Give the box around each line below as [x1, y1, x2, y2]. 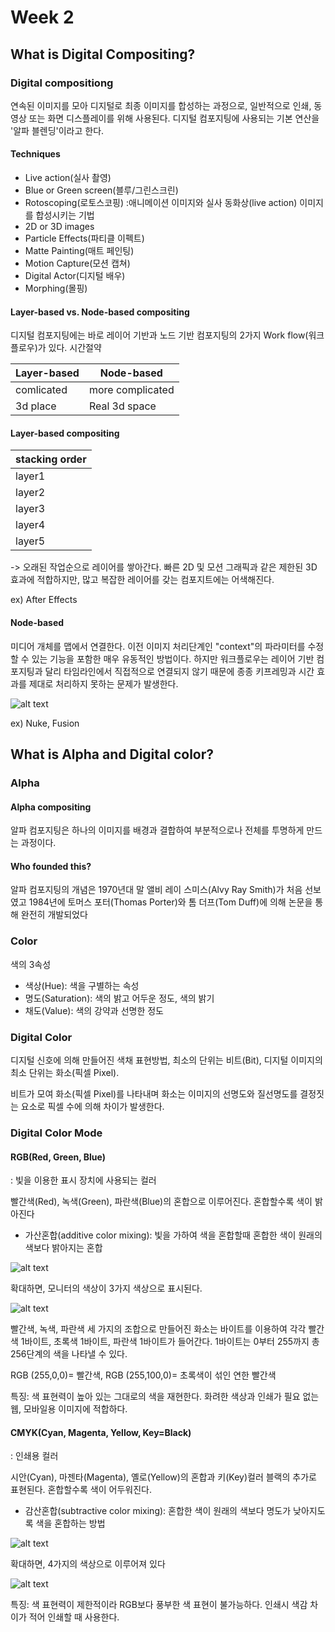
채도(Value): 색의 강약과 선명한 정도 [24, 1004, 164, 1016]
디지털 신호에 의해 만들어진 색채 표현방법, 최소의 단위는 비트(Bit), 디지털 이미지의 [10, 1054, 323, 1066]
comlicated [15, 383, 68, 397]
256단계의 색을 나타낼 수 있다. [10, 1348, 128, 1360]
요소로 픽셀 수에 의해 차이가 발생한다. [20, 1101, 165, 1112]
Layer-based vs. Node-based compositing [10, 306, 190, 318]
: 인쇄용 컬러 [10, 1450, 59, 1462]
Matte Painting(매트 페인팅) [24, 245, 135, 257]
